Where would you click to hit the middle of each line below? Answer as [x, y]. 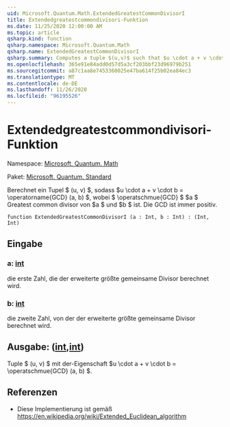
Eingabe [25, 244]
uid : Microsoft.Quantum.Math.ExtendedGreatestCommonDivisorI [96, 13]
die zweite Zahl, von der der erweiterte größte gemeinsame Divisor [101, 318]
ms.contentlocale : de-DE [42, 83]
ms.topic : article [33, 33]
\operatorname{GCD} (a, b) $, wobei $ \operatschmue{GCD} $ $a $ [103, 197]
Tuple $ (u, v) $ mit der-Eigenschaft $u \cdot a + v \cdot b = [92, 363]
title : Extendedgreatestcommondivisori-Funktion [78, 20]
